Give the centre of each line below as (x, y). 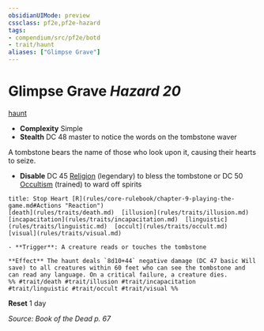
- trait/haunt (32, 45)
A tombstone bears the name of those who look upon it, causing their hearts (132, 152)
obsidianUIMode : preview (49, 15)
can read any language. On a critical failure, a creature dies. (118, 275)
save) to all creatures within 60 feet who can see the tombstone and (127, 268)
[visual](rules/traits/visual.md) (65, 233)
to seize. (22, 160)
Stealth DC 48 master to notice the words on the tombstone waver (128, 137)
